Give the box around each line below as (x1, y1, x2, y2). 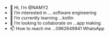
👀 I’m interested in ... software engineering (9, 10, 97, 16)
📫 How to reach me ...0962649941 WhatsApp (9, 26, 105, 31)
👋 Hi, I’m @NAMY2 (9, 5, 49, 10)
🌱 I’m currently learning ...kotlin (9, 15, 74, 20)
